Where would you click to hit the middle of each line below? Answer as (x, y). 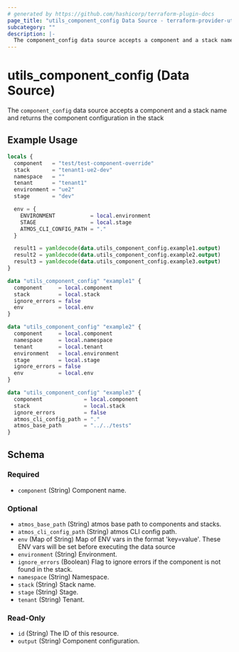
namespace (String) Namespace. (63, 577)
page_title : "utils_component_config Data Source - (85, 21)
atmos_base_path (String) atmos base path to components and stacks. (119, 524)
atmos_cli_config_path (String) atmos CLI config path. (97, 532)
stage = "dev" (44, 196)
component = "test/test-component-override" (84, 163)
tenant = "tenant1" (51, 183)
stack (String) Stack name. (57, 584)
